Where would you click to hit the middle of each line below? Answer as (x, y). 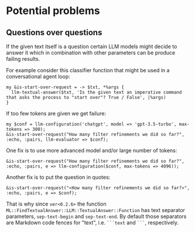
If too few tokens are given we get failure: (56, 113)
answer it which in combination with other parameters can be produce (91, 53)
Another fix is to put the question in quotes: (58, 177)
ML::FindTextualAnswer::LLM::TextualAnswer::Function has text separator (96, 210)
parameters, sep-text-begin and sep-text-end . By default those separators (96, 216)
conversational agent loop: (38, 76)
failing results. (23, 59)
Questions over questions (54, 33)
